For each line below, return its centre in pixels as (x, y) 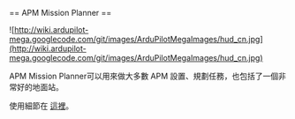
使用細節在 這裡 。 (41, 106)
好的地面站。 (40, 87)
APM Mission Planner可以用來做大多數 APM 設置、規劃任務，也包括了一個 (144, 76)
